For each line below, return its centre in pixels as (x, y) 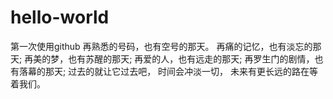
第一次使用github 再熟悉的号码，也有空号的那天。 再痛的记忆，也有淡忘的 (161, 46)
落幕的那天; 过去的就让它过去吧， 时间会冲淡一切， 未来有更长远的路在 (164, 71)
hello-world (60, 17)
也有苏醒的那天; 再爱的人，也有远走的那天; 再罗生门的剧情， (191, 58)
